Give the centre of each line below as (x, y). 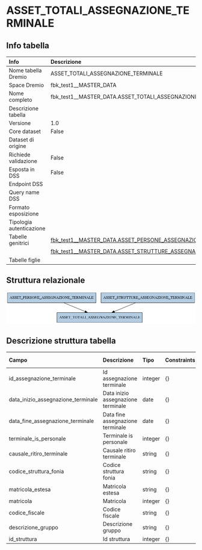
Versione (20, 123)
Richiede (20, 155)
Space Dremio (26, 85)
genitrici (19, 243)
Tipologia (20, 222)
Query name (24, 193)
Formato (19, 207)
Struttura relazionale (46, 280)
